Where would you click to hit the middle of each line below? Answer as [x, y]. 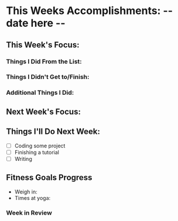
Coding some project [40, 146]
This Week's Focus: [43, 45]
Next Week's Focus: [43, 111]
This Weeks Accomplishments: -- [90, 11]
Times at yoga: [32, 198]
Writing [23, 158]
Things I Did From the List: [44, 61]
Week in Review [29, 213]
